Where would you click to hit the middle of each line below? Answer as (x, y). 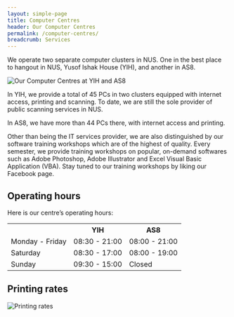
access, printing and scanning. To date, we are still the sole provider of (110, 102)
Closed (141, 264)
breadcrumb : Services (39, 40)
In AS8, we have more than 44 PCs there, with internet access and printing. (116, 123)
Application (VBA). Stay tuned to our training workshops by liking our (107, 166)
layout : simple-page (38, 14)
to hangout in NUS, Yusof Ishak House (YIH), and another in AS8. (101, 67)
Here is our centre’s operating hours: (60, 213)
